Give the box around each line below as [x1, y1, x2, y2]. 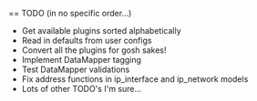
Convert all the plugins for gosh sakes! [21, 45, 167, 56]
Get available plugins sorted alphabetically [21, 25, 181, 35]
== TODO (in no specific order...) [8, 8, 132, 18]
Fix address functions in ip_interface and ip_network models [21, 74, 249, 85]
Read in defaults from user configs [21, 35, 152, 45]
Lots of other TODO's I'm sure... [21, 84, 142, 94]
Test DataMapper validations [21, 64, 130, 75]
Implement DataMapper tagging [21, 55, 142, 65]
